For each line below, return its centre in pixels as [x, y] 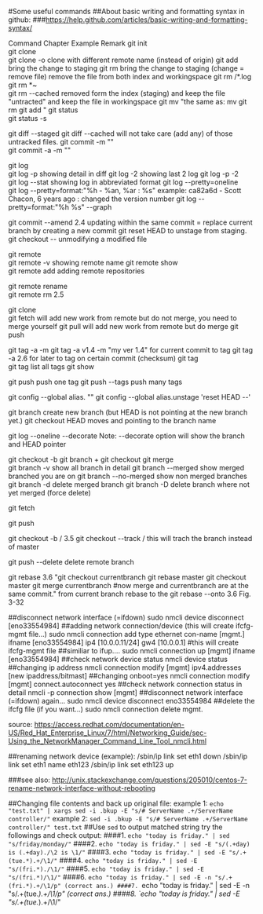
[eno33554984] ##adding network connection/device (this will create [121, 626]
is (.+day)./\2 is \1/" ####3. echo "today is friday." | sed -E [117, 852]
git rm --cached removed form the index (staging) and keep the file [117, 93]
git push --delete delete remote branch [71, 562]
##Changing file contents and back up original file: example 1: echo [116, 803]
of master [24, 547]
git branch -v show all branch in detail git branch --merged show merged [126, 468]
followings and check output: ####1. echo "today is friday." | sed [119, 835]
